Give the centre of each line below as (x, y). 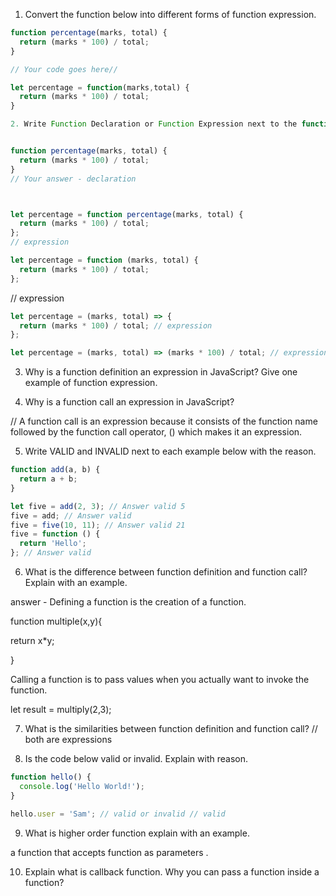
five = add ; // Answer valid (71, 515)
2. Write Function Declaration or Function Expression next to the (154, 124)
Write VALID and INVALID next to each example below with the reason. (170, 451)
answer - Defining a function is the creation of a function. (128, 602)
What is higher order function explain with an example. (137, 833)
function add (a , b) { (55, 470)
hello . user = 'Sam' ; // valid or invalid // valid (118, 814)
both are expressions (68, 739)
